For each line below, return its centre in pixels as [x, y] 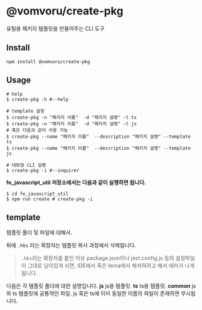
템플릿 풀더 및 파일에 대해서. [39, 232]
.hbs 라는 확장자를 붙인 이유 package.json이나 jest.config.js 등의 [97, 258]
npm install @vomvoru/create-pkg [48, 61]
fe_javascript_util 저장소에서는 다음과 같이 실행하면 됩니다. [76, 182]
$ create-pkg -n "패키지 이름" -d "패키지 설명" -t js [71, 124]
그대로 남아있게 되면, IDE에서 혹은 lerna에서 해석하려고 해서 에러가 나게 [111, 265]
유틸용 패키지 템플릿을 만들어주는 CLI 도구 [55, 28]
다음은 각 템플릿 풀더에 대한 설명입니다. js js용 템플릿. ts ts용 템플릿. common [99, 286]
